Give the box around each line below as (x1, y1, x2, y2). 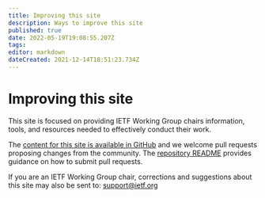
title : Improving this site (8, 11, 101, 20)
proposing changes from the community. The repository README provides (8, 148, 252, 158)
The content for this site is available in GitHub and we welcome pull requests (8, 139, 258, 149)
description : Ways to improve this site (8, 19, 144, 27)
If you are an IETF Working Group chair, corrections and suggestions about (8, 172, 252, 181)
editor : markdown (8, 48, 66, 56)
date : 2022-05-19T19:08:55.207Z (8, 33, 115, 42)
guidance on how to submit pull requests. (8, 156, 143, 166)
